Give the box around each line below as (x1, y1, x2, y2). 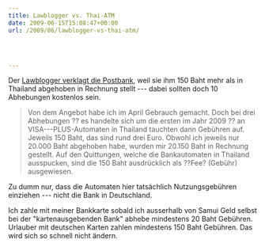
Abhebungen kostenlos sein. (8, 93, 101, 102)
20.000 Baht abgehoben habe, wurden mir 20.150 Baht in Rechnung (27, 142, 249, 151)
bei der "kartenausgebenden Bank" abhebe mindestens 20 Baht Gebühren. (8, 215, 253, 224)
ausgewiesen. (27, 167, 74, 177)
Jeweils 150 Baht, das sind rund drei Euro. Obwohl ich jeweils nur (27, 133, 240, 142)
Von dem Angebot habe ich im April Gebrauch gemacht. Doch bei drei (27, 108, 256, 117)
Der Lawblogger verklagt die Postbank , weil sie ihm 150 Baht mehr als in (8, 76, 244, 85)
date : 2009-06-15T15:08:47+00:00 (8, 19, 119, 27)
